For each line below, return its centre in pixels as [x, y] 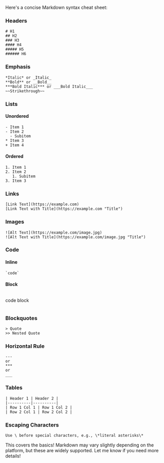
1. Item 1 [16, 167]
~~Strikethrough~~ [25, 91]
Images [15, 222]
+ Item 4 [15, 145]
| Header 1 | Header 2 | [32, 398]
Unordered [17, 116]
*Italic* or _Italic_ [29, 77]
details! [13, 456]
